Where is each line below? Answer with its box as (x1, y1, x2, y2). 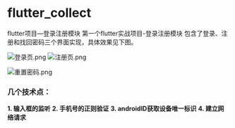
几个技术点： (7, 87, 52, 96)
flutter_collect (7, 5, 92, 21)
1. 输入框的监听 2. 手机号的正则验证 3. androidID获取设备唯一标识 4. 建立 (7, 104, 218, 113)
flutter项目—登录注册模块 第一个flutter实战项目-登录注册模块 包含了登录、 (7, 29, 222, 37)
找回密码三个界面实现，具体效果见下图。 (19, 37, 138, 46)
